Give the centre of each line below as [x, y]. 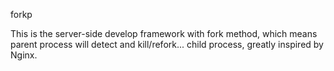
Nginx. [24, 55]
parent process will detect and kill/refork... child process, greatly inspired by [167, 44]
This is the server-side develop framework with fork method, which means [164, 33]
